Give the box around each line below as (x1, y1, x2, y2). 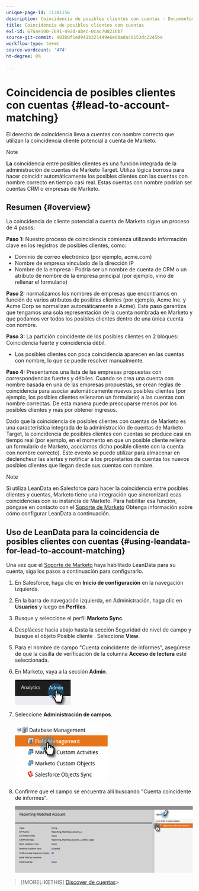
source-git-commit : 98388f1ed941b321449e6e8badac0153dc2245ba (6, 34, 163, 41)
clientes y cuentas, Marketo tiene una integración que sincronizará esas (6, 491, 182, 498)
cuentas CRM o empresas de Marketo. (6, 185, 100, 192)
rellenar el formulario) (14, 278, 68, 286)
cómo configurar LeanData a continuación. (6, 510, 111, 517)
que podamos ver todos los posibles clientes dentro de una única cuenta (6, 315, 184, 322)
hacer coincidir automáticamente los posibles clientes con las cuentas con (6, 172, 188, 180)
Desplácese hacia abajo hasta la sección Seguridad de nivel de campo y (14, 626, 191, 633)
